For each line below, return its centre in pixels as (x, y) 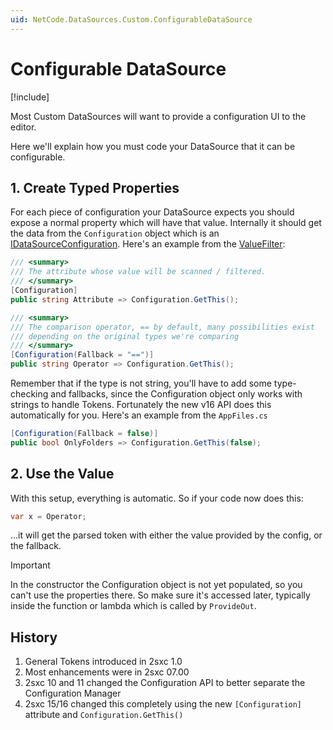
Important (30, 565)
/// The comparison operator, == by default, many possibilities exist (162, 327)
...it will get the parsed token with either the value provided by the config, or (166, 535)
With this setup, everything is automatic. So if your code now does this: (157, 498)
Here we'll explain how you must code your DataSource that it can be (153, 146)
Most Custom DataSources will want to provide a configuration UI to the (158, 116)
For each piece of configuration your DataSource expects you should (152, 212)
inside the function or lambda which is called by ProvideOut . (133, 606)
